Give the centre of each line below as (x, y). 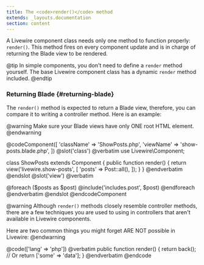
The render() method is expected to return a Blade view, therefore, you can (101, 107)
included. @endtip (29, 78)
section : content (28, 23)
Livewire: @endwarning (36, 237)
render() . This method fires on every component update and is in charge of (101, 47)
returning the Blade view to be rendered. (57, 54)
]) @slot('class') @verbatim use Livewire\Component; (118, 151)
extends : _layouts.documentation (49, 18)
